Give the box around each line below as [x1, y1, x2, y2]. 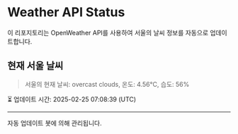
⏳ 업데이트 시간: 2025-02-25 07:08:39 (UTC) [7, 95, 137, 103]
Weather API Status [7, 4, 125, 20]
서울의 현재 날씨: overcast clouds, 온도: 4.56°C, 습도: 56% [24, 80, 190, 88]
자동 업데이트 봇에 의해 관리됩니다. [7, 118, 102, 127]
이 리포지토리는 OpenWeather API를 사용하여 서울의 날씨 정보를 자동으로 [7, 28, 209, 37]
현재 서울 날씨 [7, 60, 64, 72]
